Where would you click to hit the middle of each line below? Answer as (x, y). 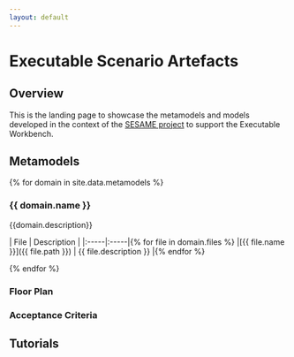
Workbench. (31, 133)
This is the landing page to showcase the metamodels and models (129, 115)
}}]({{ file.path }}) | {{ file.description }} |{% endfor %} (107, 251)
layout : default (39, 17)
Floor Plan (31, 291)
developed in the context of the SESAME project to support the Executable (145, 124)
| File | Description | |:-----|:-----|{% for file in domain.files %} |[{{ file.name (147, 242)
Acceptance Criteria (53, 315)
